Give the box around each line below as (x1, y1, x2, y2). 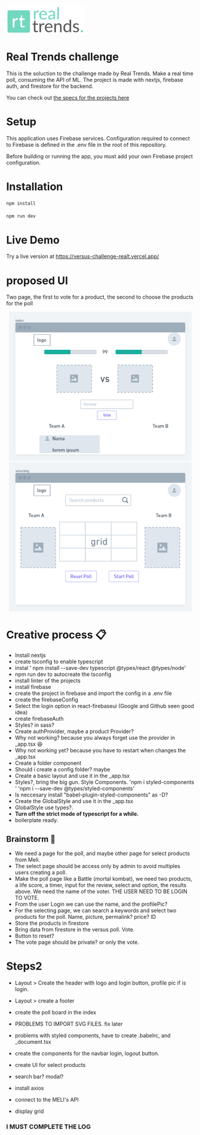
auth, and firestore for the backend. (6, 82, 94, 90)
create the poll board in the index (14, 1009, 97, 1016)
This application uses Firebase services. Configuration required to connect (6, 134, 190, 142)
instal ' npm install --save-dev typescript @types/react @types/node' (14, 665, 186, 672)
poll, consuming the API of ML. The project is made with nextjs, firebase (6, 76, 183, 83)
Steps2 (6, 959, 42, 973)
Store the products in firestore (14, 919, 90, 927)
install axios (14, 1085, 44, 1091)
